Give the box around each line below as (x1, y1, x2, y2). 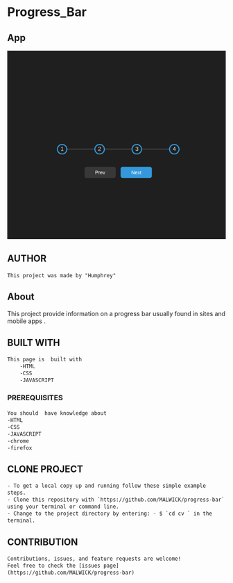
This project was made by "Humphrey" (7, 272, 116, 279)
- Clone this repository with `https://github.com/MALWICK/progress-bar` (7, 496, 225, 504)
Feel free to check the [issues (7, 562, 101, 570)
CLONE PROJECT (7, 463, 83, 475)
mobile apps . (7, 317, 46, 325)
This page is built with (7, 356, 82, 363)
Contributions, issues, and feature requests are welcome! (7, 555, 182, 563)
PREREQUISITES (7, 393, 64, 403)
